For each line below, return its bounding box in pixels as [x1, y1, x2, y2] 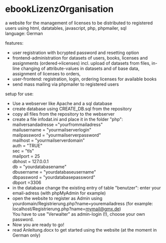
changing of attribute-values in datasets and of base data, [20, 65, 140, 71]
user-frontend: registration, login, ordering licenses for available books [12, 76, 157, 82]
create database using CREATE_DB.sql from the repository [12, 106, 132, 112]
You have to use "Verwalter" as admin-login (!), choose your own [12, 211, 145, 217]
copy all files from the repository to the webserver [12, 111, 115, 117]
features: [5, 40, 24, 46]
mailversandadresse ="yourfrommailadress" [12, 121, 103, 127]
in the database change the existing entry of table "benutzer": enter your [12, 184, 161, 190]
